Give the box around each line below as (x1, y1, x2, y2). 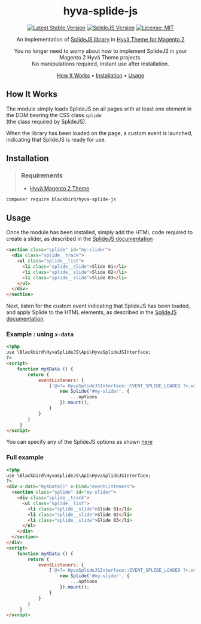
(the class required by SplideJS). (6, 118, 87, 125)
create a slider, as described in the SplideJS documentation (6, 235, 153, 243)
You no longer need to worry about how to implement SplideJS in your (14, 47, 187, 55)
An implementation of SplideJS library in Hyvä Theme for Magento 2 (16, 35, 185, 43)
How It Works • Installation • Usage (56, 71, 145, 79)
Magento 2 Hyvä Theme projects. (59, 53, 142, 61)
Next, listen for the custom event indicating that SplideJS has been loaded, (6, 302, 190, 310)
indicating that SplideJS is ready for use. (6, 136, 106, 143)
